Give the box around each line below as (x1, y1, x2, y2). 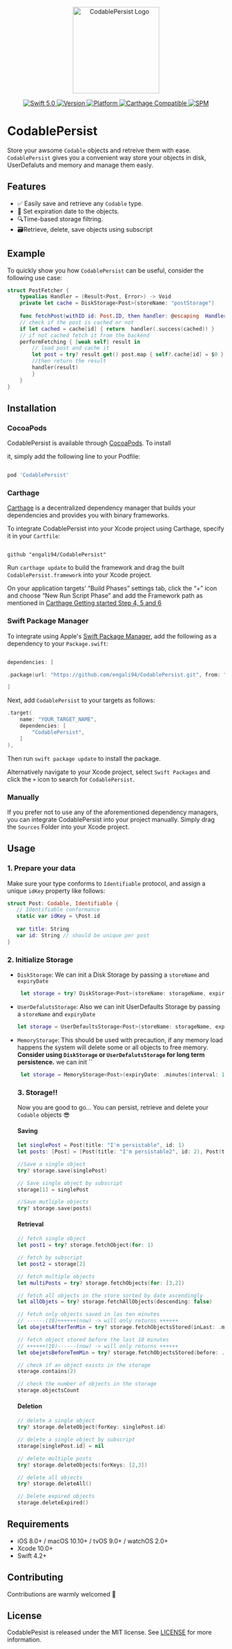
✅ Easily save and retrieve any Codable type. (17, 199, 144, 208)
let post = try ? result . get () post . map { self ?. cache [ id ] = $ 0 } (32, 351, 224, 358)
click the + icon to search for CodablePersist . (7, 775, 135, 783)
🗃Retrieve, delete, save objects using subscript (17, 225, 153, 233)
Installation (7, 402, 57, 414)
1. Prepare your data (7, 863, 76, 873)
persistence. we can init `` (17, 1058, 93, 1066)
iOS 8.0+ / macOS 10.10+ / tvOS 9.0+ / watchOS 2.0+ (17, 1536, 168, 1545)
